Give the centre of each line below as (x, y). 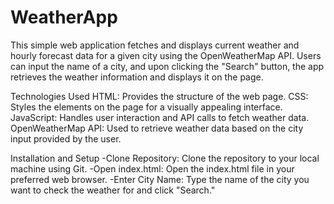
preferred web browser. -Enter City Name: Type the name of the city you (160, 179)
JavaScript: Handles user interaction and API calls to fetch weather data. (160, 117)
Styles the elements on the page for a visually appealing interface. (146, 107)
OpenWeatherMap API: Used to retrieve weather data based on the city (157, 128)
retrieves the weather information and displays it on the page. (137, 77)
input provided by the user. (66, 138)
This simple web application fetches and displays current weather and (155, 45)
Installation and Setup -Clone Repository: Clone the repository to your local (165, 158)
